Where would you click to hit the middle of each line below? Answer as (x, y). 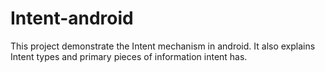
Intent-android (72, 18)
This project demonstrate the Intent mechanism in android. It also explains (163, 46)
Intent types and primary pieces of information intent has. (129, 56)
